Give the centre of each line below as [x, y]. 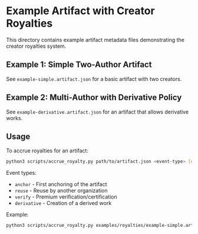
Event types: [21, 173]
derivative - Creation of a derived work [63, 203]
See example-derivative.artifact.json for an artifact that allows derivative [98, 112]
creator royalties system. [36, 46]
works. [14, 118]
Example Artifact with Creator [80, 11]
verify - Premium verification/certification [66, 197]
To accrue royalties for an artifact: [47, 151]
